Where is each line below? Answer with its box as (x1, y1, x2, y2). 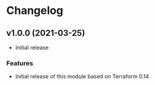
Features (6, 59, 34, 67)
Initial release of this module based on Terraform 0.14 (15, 73, 150, 80)
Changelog (6, 4, 63, 18)
